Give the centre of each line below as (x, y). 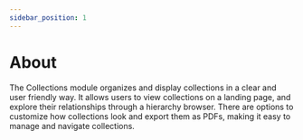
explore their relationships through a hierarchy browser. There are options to (151, 107)
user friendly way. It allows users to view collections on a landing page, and (150, 97)
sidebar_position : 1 (48, 18)
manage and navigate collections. (72, 126)
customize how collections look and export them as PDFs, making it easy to (150, 116)
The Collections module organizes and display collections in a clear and (143, 88)
